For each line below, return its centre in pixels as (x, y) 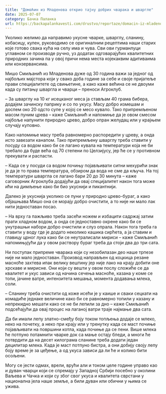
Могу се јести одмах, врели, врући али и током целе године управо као (81, 365)
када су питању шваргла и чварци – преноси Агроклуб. (64, 89)
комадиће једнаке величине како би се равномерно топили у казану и (80, 299)
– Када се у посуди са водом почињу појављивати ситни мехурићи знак (82, 166)
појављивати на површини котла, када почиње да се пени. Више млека (81, 330)
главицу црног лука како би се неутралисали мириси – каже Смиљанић (81, 237)
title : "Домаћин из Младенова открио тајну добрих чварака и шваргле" (79, 10)
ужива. (13, 387)
